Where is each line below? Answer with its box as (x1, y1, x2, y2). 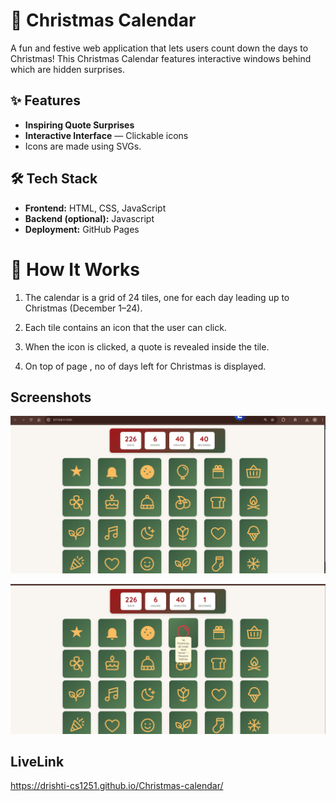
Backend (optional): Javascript (24, 212, 155, 224)
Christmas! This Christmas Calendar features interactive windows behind (10, 52, 312, 64)
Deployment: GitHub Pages (24, 223, 140, 235)
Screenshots (10, 389, 92, 406)
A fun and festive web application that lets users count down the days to (10, 42, 309, 54)
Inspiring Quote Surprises (24, 119, 135, 131)
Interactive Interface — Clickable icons (24, 129, 189, 141)
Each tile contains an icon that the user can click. (24, 321, 227, 333)
